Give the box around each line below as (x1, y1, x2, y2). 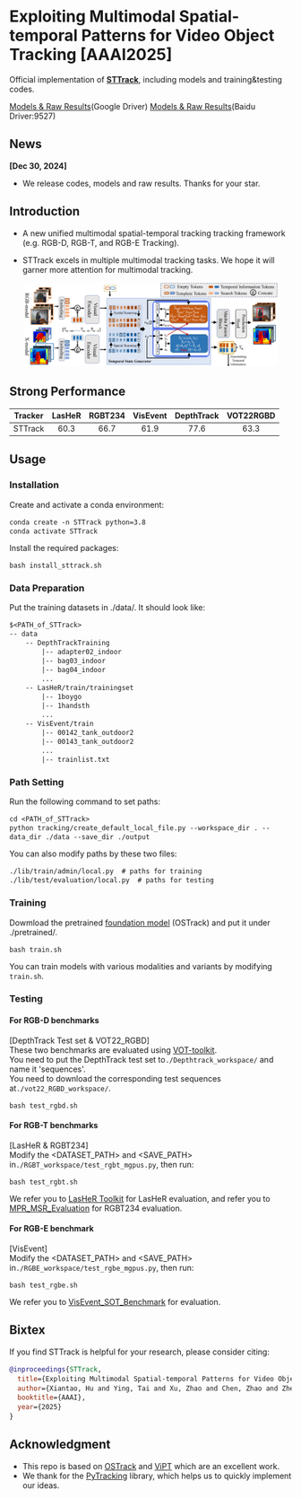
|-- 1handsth (41, 701, 90, 710)
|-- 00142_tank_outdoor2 (41, 728, 134, 737)
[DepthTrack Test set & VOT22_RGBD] (9, 1035, 150, 1046)
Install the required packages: (9, 542, 119, 553)
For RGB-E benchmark (9, 1223, 94, 1234)
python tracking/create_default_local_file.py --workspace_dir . (9, 824, 258, 833)
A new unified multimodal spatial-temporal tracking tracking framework (21, 227, 287, 239)
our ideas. (21, 1479, 60, 1491)
